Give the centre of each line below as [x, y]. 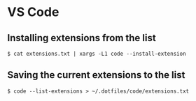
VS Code [33, 12]
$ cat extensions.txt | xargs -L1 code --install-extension [97, 54]
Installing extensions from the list [82, 38]
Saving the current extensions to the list [96, 75]
